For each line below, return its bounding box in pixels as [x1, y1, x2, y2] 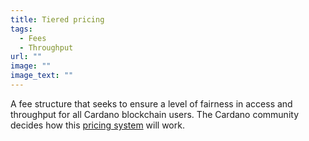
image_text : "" [10, 71, 74, 81]
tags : [10, 24, 33, 34]
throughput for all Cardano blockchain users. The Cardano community [10, 108, 300, 120]
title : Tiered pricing [10, 14, 105, 25]
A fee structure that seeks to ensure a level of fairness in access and [10, 97, 293, 110]
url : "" [10, 52, 43, 62]
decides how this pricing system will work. [10, 119, 185, 131]
